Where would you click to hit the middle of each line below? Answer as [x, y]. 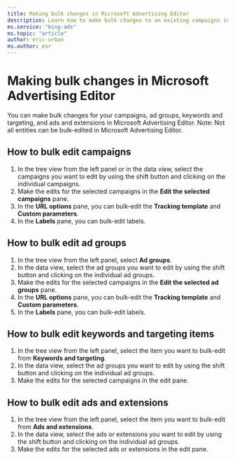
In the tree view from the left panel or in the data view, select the [110, 169]
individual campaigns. [49, 183]
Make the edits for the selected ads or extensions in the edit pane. [113, 449]
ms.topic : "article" [37, 33]
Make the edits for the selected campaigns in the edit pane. [103, 381]
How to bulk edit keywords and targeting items [111, 334]
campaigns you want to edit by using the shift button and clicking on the [121, 176]
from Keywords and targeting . [62, 358]
